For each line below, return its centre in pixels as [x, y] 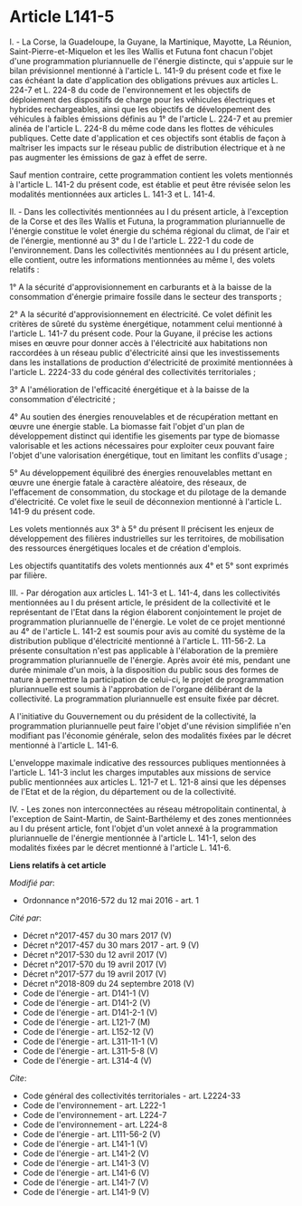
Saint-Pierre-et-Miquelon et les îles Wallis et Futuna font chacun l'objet [141, 51]
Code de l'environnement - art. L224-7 [94, 1114]
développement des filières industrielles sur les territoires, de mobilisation [147, 538]
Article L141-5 [62, 17]
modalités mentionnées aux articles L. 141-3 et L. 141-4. [112, 194]
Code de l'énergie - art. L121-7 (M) [86, 1022]
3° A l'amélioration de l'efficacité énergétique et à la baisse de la [130, 389]
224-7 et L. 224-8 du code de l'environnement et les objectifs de [130, 90]
